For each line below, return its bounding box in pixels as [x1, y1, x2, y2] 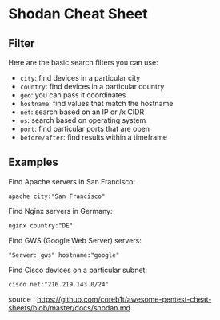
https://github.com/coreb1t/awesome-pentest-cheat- [37, 294, 212, 304]
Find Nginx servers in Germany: [8, 206, 113, 215]
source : [8, 294, 36, 304]
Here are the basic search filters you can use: [8, 57, 158, 67]
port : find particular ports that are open [19, 124, 150, 133]
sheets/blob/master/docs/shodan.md [8, 302, 130, 312]
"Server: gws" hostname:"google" [8, 251, 120, 259]
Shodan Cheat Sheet [8, 5, 148, 23]
